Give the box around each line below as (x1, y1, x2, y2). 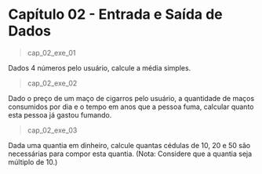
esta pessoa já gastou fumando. (8, 110, 112, 119)
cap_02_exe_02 (27, 78, 78, 88)
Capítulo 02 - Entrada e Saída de (8, 5, 224, 24)
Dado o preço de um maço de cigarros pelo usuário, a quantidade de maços (8, 93, 255, 103)
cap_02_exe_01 (27, 48, 76, 57)
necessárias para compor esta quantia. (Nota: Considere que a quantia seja (8, 149, 253, 158)
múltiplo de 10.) (8, 157, 58, 166)
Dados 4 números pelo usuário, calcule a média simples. (8, 63, 191, 72)
